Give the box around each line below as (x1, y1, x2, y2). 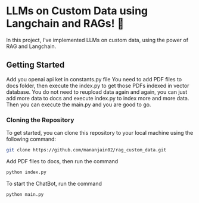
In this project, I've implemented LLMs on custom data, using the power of (6, 36, 189, 43)
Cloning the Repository (6, 116, 74, 124)
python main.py (6, 191, 44, 197)
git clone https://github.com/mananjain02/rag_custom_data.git (6, 147, 167, 153)
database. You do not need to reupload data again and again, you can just (6, 88, 188, 96)
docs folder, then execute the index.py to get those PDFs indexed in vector (6, 82, 189, 89)
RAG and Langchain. (6, 43, 57, 50)
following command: (6, 135, 57, 143)
